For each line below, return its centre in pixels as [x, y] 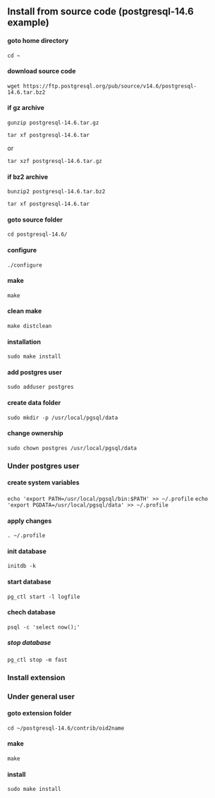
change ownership [35, 433]
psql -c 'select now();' [44, 627]
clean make [25, 311]
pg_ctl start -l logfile [44, 597]
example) [28, 23]
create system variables [43, 483]
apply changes [30, 521]
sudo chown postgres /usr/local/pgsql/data [72, 448]
